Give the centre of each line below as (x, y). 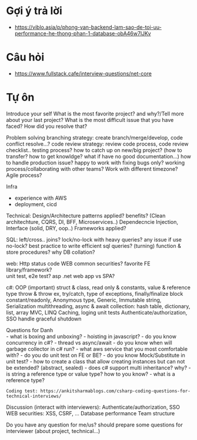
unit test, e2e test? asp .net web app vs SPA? (61, 276)
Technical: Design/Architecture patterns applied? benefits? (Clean (86, 216)
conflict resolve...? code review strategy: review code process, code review (98, 144)
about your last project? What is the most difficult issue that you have (90, 120)
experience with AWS (41, 198)
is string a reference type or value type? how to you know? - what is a (91, 374)
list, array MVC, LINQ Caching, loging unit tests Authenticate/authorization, (97, 312)
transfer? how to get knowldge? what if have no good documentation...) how (98, 156)
